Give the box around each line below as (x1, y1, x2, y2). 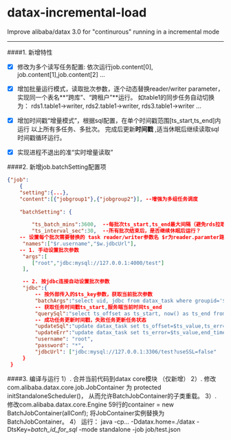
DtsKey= (7, 425, 32, 433)
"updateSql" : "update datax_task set (34, 323, 140, 330)
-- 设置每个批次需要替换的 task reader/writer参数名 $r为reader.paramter (19, 234, 220, 241)
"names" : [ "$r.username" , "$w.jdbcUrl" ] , (22, 240, 137, 247)
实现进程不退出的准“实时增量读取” (16, 148, 113, 157)
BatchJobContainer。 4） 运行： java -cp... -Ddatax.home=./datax (7, 417, 195, 426)
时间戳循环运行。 (16, 134, 66, 142)
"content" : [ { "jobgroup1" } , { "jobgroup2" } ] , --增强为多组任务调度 (19, 196, 198, 202)
